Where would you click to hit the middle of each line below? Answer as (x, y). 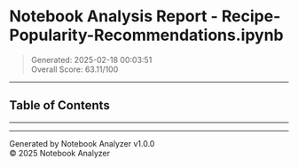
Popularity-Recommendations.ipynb (146, 35)
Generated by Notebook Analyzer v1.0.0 (82, 143)
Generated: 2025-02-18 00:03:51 (91, 60)
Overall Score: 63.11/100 (74, 69)
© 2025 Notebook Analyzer (60, 153)
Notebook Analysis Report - (114, 16)
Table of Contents (60, 105)
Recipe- (251, 16)
